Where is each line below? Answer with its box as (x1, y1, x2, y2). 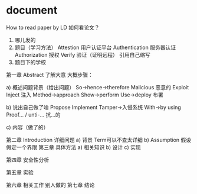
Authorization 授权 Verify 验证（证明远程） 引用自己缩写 (14, 51, 150, 58)
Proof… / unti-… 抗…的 (6, 111, 61, 118)
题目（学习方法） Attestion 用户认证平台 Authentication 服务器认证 (14, 44, 176, 51)
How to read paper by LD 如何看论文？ (6, 24, 100, 31)
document (6, 4, 58, 17)
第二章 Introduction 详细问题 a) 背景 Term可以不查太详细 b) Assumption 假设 (6, 136, 192, 143)
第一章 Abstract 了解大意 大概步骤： (6, 71, 93, 78)
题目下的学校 (14, 59, 46, 66)
